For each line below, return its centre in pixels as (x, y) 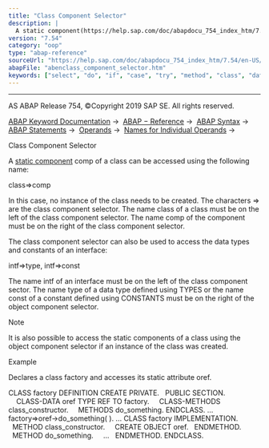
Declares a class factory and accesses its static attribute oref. (110, 377)
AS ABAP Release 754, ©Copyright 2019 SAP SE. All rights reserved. (121, 106)
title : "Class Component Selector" (68, 16)
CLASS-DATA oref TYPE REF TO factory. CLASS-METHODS (118, 401)
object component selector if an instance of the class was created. (118, 346)
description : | (34, 23)
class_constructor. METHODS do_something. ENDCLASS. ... (111, 410)
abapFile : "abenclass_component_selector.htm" (87, 68)
